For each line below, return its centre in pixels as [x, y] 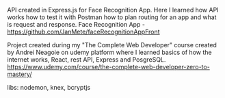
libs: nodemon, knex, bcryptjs [49, 87]
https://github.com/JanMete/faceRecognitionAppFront [83, 32]
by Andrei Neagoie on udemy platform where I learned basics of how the [109, 52]
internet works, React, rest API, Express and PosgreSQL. [87, 60]
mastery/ [19, 74]
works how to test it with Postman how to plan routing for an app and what [112, 17]
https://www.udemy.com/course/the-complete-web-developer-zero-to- [108, 67]
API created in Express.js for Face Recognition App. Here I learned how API [113, 10]
